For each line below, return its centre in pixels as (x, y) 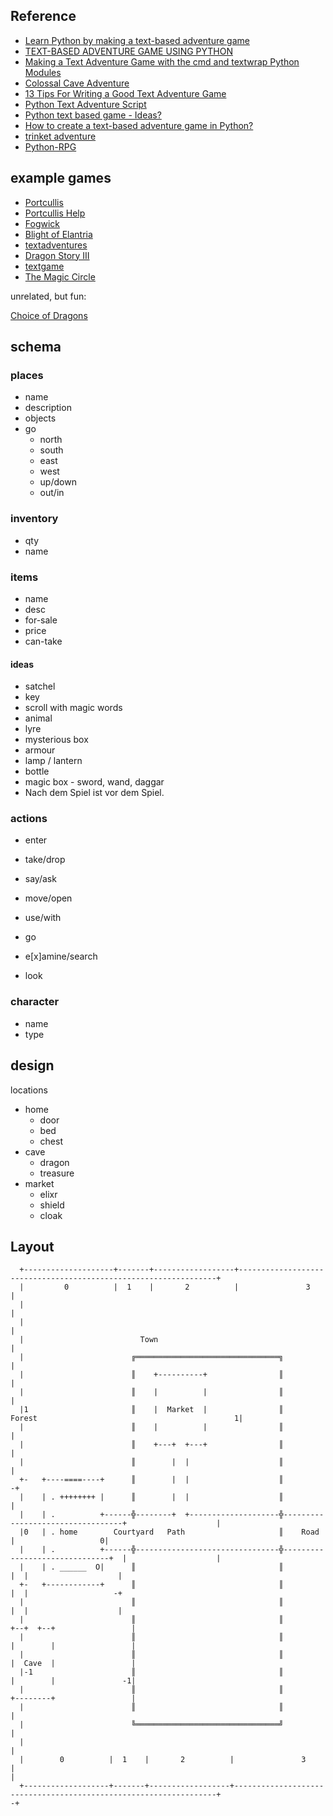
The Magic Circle (60, 276)
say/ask (40, 879)
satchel (40, 686)
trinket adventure (60, 136)
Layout (32, 1246)
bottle (37, 771)
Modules (43, 72)
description (48, 408)
